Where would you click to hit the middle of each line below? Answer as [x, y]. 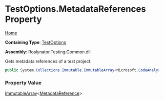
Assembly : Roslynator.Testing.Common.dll [48, 52]
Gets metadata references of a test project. [48, 61]
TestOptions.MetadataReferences [76, 9]
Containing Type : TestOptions [36, 42]
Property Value [23, 82]
